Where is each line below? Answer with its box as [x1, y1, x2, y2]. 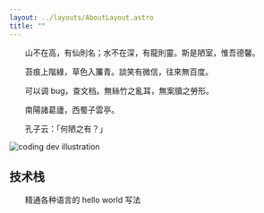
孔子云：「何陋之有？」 [25, 123, 107, 134]
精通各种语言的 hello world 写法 [25, 194, 141, 206]
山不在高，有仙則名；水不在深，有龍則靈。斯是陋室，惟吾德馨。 [25, 47, 260, 58]
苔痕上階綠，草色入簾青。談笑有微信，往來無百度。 [25, 66, 213, 77]
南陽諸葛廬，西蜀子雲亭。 [25, 104, 119, 115]
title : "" [9, 21, 47, 30]
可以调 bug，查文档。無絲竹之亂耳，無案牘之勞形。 [25, 85, 215, 96]
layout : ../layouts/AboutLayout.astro [9, 13, 154, 22]
